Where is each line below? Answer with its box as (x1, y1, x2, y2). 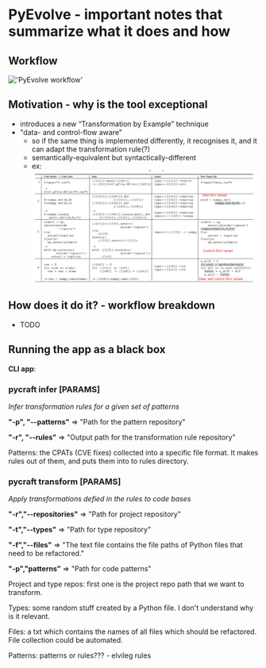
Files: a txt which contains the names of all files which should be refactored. (8, 627, 257, 636)
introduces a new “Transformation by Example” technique (19, 119, 209, 129)
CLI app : (8, 363, 37, 374)
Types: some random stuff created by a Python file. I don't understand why (8, 603, 254, 612)
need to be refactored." (8, 549, 85, 559)
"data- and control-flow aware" (19, 127, 123, 136)
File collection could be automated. (8, 635, 123, 645)
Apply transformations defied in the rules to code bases (8, 494, 191, 504)
